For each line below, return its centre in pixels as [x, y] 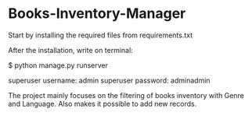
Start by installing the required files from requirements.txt [101, 35]
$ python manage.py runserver [58, 65]
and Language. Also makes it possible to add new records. [103, 104]
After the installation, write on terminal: [70, 50]
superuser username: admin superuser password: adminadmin [109, 80]
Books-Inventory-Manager [97, 14]
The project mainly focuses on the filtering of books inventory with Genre [126, 95]
